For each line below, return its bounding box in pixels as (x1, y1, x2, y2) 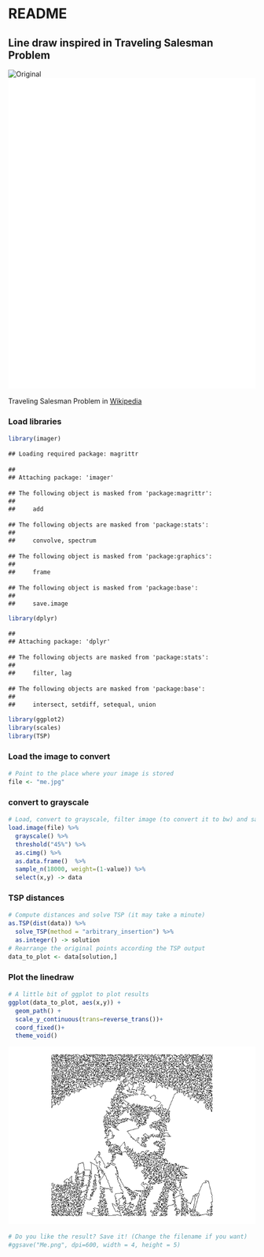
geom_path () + (15, 1006, 61, 1015)
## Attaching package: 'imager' (8, 474, 114, 482)
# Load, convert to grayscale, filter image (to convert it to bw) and (8, 816, 247, 824)
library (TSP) (8, 732, 51, 740)
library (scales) (8, 724, 61, 732)
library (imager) (8, 435, 61, 443)
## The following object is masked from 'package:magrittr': (8, 489, 213, 497)
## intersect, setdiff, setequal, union (8, 701, 156, 709)
